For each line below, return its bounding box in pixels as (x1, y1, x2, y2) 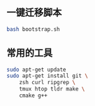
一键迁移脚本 (6, 6, 62, 19)
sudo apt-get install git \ (6, 72, 89, 79)
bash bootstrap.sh (6, 25, 60, 33)
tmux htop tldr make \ (19, 86, 85, 93)
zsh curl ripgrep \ (19, 79, 76, 86)
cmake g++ (19, 92, 48, 99)
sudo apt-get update (6, 66, 67, 73)
